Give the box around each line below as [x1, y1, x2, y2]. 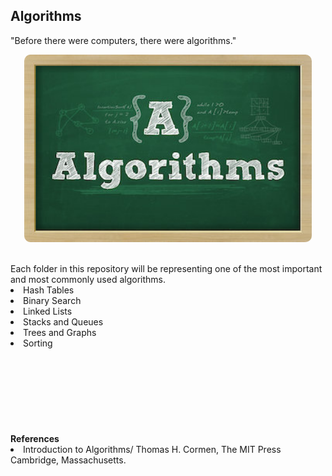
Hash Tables [23, 284, 75, 296]
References [10, 432, 60, 444]
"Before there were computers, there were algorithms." [10, 34, 237, 46]
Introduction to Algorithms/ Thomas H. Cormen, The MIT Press [23, 443, 282, 455]
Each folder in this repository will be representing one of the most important [10, 262, 323, 274]
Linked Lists [23, 305, 73, 317]
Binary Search [23, 294, 82, 306]
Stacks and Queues [23, 315, 104, 328]
